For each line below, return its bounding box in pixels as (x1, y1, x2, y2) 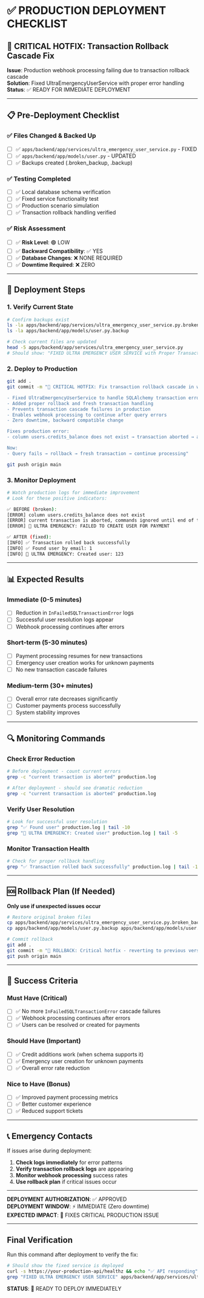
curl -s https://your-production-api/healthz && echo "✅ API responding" (7, 1268, 199, 1274)
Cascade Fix (7, 50, 55, 61)
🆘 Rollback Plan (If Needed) (7, 886, 116, 896)
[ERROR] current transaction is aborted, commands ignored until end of (7, 517, 194, 523)
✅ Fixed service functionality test (15, 195, 99, 203)
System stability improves (15, 709, 81, 716)
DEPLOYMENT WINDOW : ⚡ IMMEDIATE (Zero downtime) (7, 1203, 150, 1210)
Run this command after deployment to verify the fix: (7, 1251, 139, 1259)
